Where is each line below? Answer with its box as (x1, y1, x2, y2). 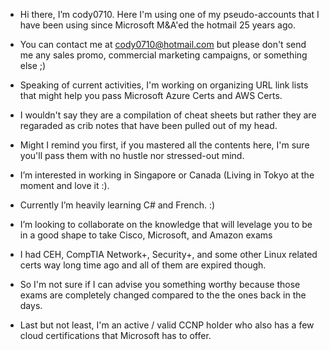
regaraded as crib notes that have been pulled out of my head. (19, 120, 278, 131)
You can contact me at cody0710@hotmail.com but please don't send (19, 39, 307, 50)
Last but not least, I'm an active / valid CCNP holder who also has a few (19, 319, 315, 331)
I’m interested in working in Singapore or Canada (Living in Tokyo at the (19, 169, 315, 181)
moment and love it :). (19, 180, 110, 191)
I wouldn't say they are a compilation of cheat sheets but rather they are (19, 109, 317, 121)
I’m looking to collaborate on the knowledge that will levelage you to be (19, 219, 313, 230)
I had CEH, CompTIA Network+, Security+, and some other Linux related (19, 249, 318, 260)
